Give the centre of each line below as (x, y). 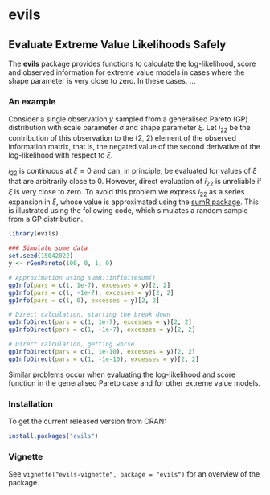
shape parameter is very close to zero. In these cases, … (102, 81)
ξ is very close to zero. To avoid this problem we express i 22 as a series (127, 192)
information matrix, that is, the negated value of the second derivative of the (135, 147)
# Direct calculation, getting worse (72, 344)
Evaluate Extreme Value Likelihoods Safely (117, 45)
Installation (31, 403)
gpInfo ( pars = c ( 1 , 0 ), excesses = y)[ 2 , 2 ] (84, 300)
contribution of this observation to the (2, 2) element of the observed (123, 138)
